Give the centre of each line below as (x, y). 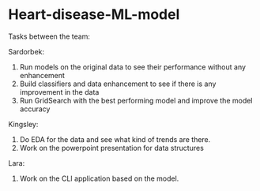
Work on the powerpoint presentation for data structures (111, 148)
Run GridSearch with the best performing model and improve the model (136, 100)
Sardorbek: (26, 51)
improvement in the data (59, 92)
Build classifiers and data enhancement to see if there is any (118, 84)
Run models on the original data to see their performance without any (133, 67)
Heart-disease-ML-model (94, 15)
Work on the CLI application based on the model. (99, 178)
